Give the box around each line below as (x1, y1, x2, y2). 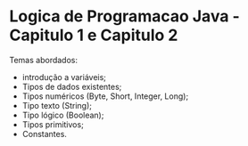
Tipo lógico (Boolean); (21, 109, 104, 120)
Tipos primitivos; (21, 118, 85, 130)
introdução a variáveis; (21, 71, 107, 82)
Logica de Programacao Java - (9, 6, 241, 27)
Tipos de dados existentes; (21, 81, 122, 92)
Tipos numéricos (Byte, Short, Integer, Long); (21, 91, 189, 101)
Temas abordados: (9, 54, 79, 65)
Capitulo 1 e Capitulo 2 (9, 25, 178, 45)
